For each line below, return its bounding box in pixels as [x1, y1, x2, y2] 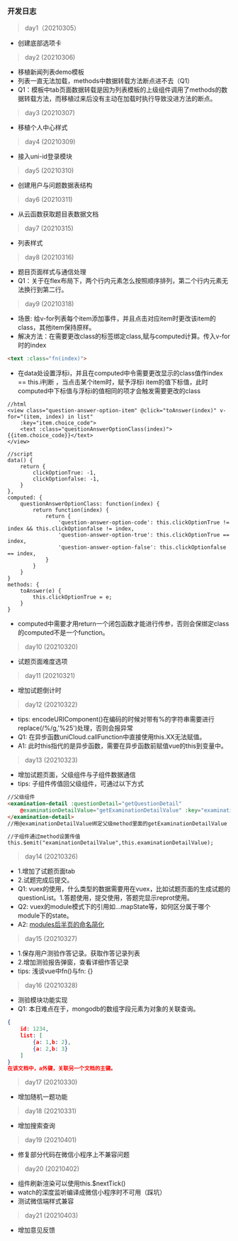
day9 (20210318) [24, 300, 74, 308]
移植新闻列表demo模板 [17, 68, 85, 76]
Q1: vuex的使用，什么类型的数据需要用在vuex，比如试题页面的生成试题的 [17, 885, 231, 893]
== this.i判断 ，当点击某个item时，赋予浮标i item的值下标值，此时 [17, 378, 209, 387]
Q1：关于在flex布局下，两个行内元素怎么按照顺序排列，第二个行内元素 [17, 276, 222, 285]
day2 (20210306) [24, 53, 76, 62]
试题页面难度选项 [17, 657, 68, 666]
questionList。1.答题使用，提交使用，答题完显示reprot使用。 [17, 893, 193, 902]
